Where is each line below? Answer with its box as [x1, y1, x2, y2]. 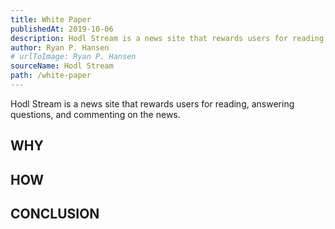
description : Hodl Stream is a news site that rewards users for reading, [10, 33, 329, 43]
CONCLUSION [10, 206, 100, 223]
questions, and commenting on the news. [10, 108, 181, 120]
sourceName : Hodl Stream [10, 61, 114, 71]
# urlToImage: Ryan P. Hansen [10, 52, 137, 62]
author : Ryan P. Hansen [10, 42, 110, 53]
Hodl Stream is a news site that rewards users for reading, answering [10, 97, 295, 110]
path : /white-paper [10, 71, 92, 81]
